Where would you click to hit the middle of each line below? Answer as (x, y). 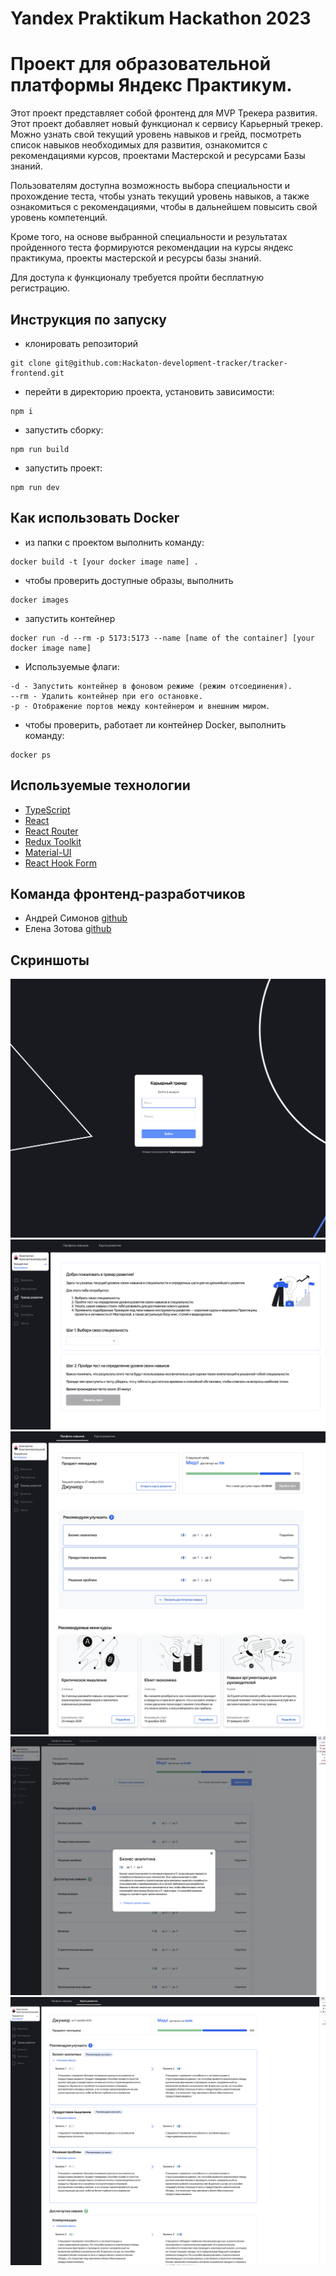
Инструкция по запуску (88, 319)
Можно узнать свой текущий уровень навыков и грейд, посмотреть (156, 134)
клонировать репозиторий (81, 343)
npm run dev (35, 487)
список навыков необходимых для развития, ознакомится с (139, 145)
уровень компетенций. (59, 218)
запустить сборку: (64, 429)
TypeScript (47, 809)
